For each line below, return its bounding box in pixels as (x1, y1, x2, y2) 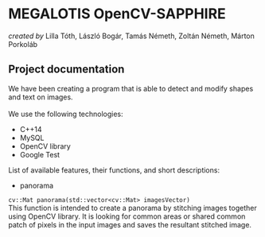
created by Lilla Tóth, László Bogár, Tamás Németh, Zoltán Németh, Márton (8, 31, 255, 41)
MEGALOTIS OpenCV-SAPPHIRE (8, 5, 227, 23)
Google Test (19, 150, 60, 159)
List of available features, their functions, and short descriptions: (8, 165, 220, 175)
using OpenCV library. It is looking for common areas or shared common (8, 212, 246, 221)
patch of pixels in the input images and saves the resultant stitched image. (8, 220, 252, 229)
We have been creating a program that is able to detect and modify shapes (8, 84, 254, 93)
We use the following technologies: (8, 109, 123, 118)
